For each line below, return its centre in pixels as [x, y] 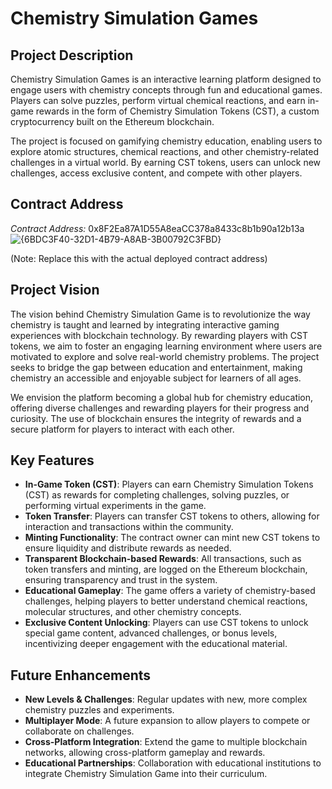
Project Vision [55, 290]
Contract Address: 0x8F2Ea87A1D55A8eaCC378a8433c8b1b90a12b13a [157, 228]
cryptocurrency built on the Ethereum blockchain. [112, 121]
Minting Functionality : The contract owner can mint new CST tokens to [172, 538]
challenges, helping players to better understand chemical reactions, [166, 601]
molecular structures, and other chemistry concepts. [133, 612]
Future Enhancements [81, 675]
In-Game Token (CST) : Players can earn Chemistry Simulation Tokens [169, 484]
